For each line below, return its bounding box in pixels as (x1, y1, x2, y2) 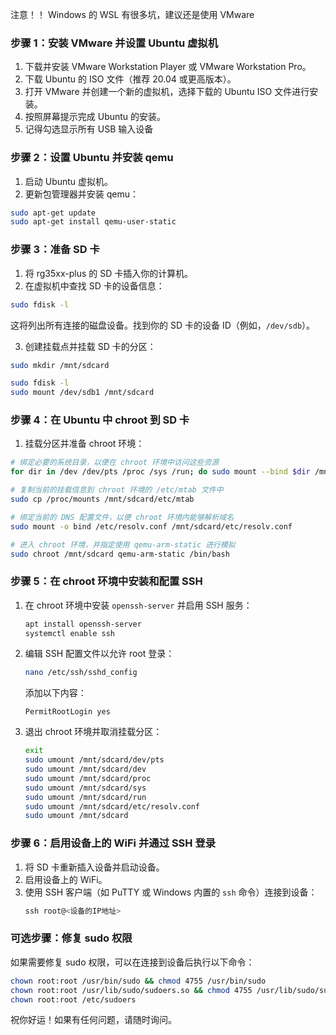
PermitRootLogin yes (24, 707, 111, 717)
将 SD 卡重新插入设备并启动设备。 (24, 861, 165, 873)
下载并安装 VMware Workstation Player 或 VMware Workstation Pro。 (24, 61, 312, 73)
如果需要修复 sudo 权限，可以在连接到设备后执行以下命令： (10, 956, 255, 968)
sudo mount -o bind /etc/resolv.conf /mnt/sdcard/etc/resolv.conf (10, 521, 293, 532)
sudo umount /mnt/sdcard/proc (24, 773, 152, 783)
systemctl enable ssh (24, 628, 115, 638)
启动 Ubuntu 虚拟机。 (24, 175, 114, 187)
